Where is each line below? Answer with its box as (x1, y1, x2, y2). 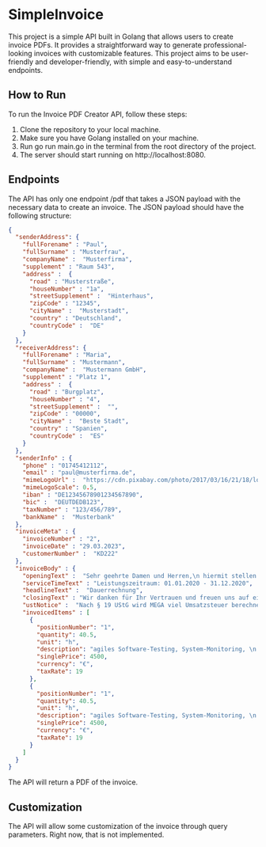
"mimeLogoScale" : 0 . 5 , (22, 484, 97, 492)
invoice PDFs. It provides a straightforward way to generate (8, 40, 202, 49)
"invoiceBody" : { (15, 564, 77, 572)
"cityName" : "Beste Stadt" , (28, 417, 129, 425)
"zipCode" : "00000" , (28, 410, 101, 418)
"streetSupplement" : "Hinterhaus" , (28, 292, 154, 300)
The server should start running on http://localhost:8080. (19, 150, 206, 159)
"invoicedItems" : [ (22, 609, 90, 617)
